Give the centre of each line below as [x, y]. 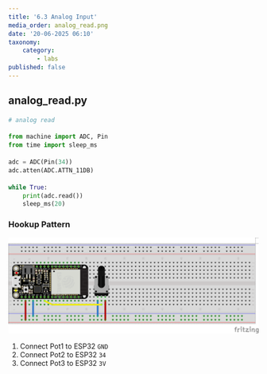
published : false [37, 68]
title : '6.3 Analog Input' [53, 17]
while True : [28, 187]
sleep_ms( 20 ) [44, 204]
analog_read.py [48, 101]
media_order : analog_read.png [58, 25]
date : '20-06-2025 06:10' [51, 33]
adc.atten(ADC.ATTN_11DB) [51, 170]
